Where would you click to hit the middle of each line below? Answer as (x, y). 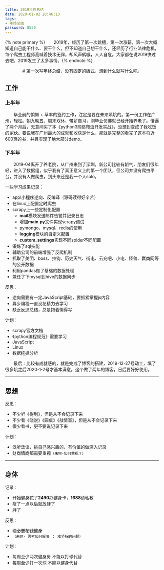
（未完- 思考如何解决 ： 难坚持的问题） (47, 536)
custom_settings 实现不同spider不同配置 (60, 240)
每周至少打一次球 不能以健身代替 (45, 563)
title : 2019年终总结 (24, 10)
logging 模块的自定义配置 (44, 234)
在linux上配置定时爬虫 (34, 204)
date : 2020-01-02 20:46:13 (32, 14)
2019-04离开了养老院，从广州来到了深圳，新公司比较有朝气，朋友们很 (84, 165)
